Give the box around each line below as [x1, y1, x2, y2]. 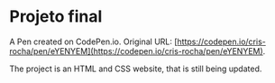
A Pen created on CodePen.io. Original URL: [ [9, 36, 178, 47]
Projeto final [9, 6, 103, 27]
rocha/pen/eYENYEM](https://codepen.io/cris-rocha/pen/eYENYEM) [9, 45, 263, 56]
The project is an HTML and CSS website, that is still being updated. [9, 63, 262, 74]
